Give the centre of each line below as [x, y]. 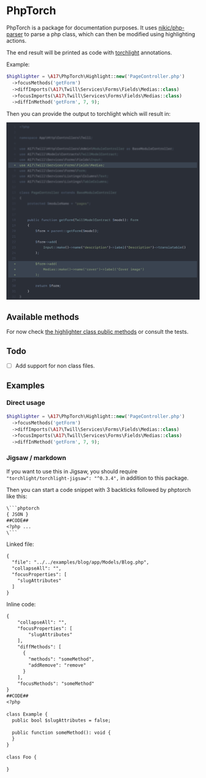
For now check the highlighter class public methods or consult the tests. [97, 332]
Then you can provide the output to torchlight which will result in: [89, 114]
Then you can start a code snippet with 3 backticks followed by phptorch [99, 489]
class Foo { [21, 757]
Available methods [43, 317]
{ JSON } [17, 514]
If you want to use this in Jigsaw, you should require [72, 471]
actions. [16, 40]
